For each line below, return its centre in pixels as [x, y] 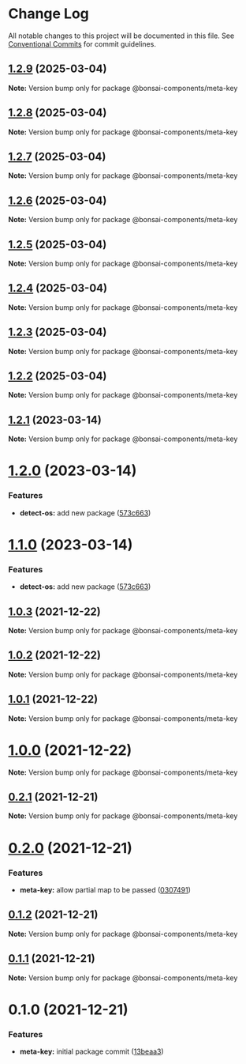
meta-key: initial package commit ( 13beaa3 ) [91, 1051]
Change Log [48, 14]
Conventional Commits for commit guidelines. [82, 43]
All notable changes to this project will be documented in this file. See [121, 36]
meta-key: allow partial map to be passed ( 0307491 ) [105, 889]
